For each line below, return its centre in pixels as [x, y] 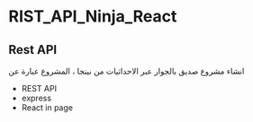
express [36, 98]
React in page [47, 108]
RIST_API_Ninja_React [93, 17]
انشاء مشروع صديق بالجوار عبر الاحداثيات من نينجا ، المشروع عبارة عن [126, 71]
